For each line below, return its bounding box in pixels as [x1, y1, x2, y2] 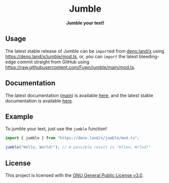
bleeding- [139, 53, 160, 59]
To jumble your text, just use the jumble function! [5, 126, 108, 132]
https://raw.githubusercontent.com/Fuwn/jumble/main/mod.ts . [5, 64, 136, 70]
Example [5, 112, 33, 121]
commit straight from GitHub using [17, 59, 90, 65]
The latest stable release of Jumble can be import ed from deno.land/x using [5, 48, 164, 54]
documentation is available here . [5, 97, 74, 104]
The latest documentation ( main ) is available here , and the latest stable [5, 92, 153, 98]
